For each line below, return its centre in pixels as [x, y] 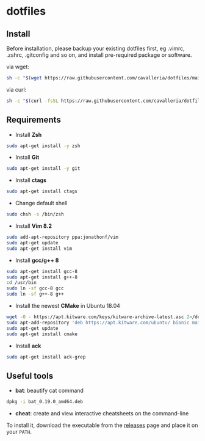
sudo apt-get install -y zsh [43, 146]
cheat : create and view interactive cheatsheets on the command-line [102, 414]
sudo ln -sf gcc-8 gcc [35, 288]
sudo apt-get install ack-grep [46, 357]
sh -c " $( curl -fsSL [33, 101]
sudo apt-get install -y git [43, 169]
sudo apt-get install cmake [42, 334]
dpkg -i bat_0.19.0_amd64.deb [45, 402]
